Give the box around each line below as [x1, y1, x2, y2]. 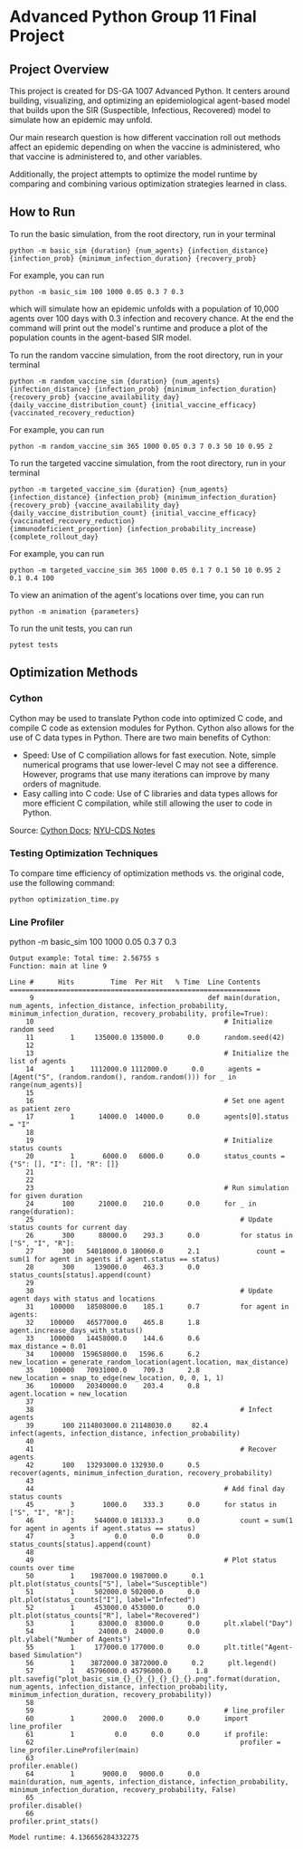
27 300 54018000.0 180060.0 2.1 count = [25, 1247, 285, 1256]
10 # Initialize [25, 1017, 273, 1026]
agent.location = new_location [9, 1389, 128, 1399]
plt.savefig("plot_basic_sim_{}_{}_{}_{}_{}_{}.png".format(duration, [9, 1674, 281, 1684]
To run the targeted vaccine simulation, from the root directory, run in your [9, 457, 287, 468]
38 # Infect [25, 1406, 273, 1415]
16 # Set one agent [25, 1097, 285, 1106]
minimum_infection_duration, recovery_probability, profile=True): [9, 1009, 270, 1019]
